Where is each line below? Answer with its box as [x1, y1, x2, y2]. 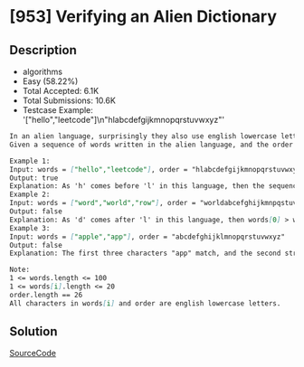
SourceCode [9, 348, 57, 359]
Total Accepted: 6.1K [22, 86, 100, 96]
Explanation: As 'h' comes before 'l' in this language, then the [9, 182, 265, 191]
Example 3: [9, 223, 51, 232]
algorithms [22, 66, 63, 77]
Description [9, 42, 77, 58]
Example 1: [9, 156, 51, 165]
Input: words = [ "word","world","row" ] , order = [9, 199, 196, 208]
